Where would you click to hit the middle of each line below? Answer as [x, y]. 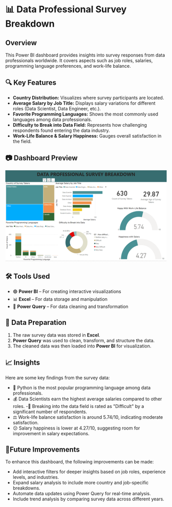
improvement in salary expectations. [51, 433]
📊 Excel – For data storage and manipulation [60, 299]
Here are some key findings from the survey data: [58, 378]
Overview [21, 43]
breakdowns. [26, 488]
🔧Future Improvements [43, 449]
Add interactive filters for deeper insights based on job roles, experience [89, 472]
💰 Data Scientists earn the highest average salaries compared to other [87, 399]
